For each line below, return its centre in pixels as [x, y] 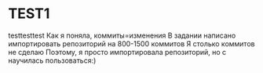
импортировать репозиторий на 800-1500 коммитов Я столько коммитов [131, 43]
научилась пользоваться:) [52, 60]
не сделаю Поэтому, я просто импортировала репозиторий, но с [117, 52]
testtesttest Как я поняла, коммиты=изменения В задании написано [122, 35]
